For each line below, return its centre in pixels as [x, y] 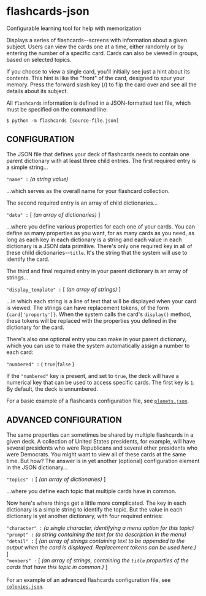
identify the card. [28, 259]
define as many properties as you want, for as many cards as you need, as [101, 233]
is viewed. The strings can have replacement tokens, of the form [88, 307]
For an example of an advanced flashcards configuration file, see [89, 579]
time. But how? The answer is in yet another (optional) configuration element [103, 461]
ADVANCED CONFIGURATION [64, 420]
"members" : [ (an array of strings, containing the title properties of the [97, 560]
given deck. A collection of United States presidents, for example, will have [101, 441]
